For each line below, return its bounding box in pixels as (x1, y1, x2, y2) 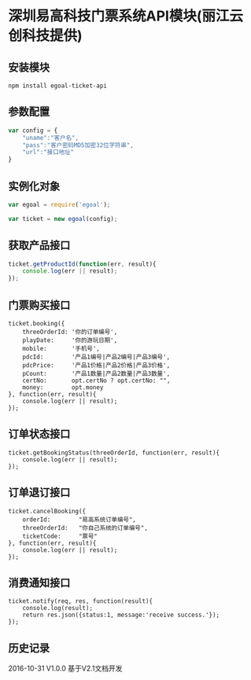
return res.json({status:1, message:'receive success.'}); (22, 611, 220, 619)
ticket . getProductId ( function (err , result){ (8, 260, 157, 268)
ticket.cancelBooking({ (8, 507, 87, 515)
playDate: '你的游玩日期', (22, 336, 118, 344)
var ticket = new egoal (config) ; (8, 215, 118, 222)
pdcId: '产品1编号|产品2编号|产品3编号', (22, 353, 171, 361)
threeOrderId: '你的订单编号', (22, 328, 118, 336)
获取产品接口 (8, 239, 71, 252)
